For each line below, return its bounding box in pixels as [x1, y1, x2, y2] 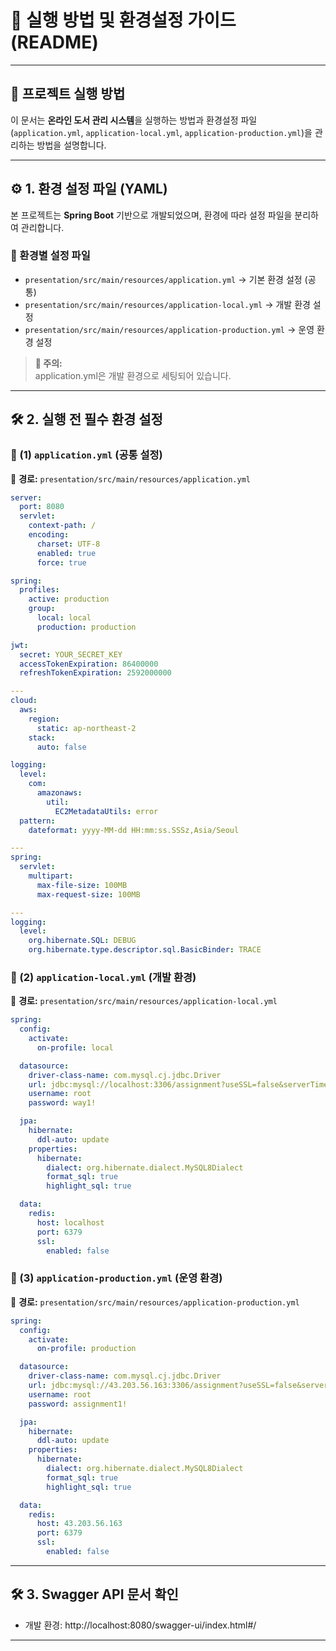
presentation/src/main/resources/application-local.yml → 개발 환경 [24, 298, 311, 310]
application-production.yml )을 [184, 126, 313, 138]
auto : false [36, 742, 87, 752]
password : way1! [28, 1098, 97, 1108]
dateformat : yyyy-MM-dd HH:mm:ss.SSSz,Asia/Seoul [28, 825, 240, 835]
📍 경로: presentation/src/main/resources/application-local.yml [10, 995, 278, 1007]
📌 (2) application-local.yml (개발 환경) [10, 970, 197, 984]
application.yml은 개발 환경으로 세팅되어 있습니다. [34, 369, 232, 381]
